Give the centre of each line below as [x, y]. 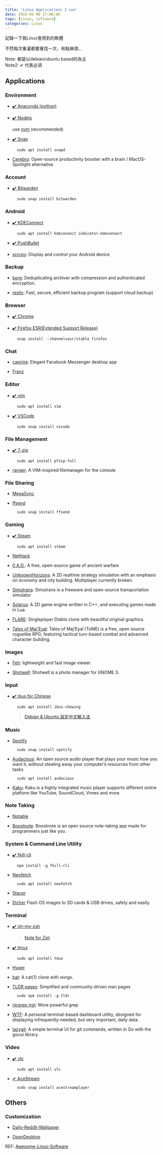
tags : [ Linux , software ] [30, 19]
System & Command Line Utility [43, 844]
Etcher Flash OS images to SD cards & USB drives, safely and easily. [81, 902]
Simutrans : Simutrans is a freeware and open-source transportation [81, 589]
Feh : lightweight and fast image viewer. [52, 663]
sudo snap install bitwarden [47, 199]
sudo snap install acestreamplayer [53, 1087]
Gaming [15, 525]
